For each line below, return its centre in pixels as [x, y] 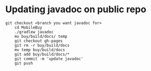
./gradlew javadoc [34, 32]
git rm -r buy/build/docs [42, 45]
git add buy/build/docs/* [42, 54]
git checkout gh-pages [39, 41]
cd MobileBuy [28, 27]
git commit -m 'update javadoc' [49, 59]
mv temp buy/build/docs [40, 50]
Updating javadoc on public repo [76, 9]
